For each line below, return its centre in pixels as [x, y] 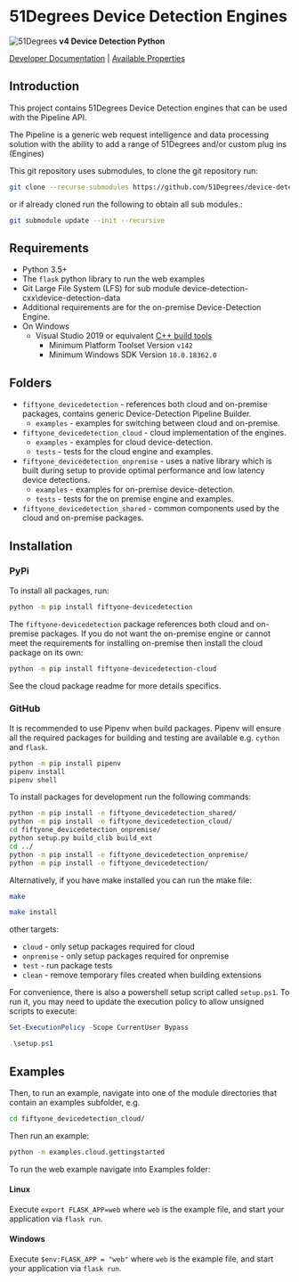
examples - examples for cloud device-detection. [124, 442]
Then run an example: [49, 1135]
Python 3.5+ [45, 270]
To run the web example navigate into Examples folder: [110, 1169]
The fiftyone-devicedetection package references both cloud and [132, 624]
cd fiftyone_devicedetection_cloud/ [77, 1119]
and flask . [28, 747]
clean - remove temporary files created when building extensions [142, 975]
